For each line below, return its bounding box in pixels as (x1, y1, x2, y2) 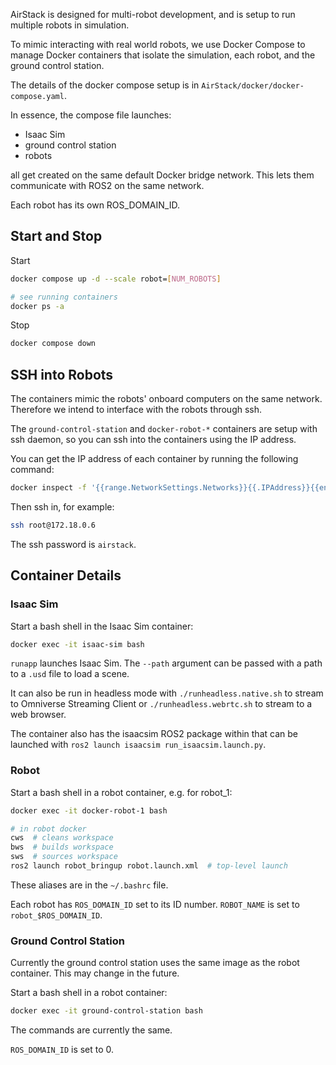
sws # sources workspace (10, 852, 118, 862)
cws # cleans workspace (10, 833, 114, 843)
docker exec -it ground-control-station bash (10, 1006, 203, 1016)
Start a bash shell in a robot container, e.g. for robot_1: (10, 786, 233, 798)
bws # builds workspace (10, 842, 114, 853)
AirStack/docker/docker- (201, 81, 305, 91)
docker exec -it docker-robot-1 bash (10, 805, 168, 816)
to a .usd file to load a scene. (10, 668, 130, 680)
